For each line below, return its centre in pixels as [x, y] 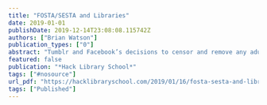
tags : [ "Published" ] [43, 89]
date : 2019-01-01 [37, 23]
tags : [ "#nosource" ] [43, 74]
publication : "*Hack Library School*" [72, 67]
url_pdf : [23, 81]
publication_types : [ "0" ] [51, 45]
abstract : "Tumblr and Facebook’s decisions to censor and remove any [128, 52]
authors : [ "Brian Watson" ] [53, 37]
